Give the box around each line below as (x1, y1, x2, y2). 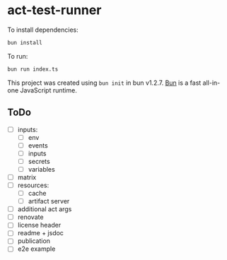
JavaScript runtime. (20, 85, 78, 94)
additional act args (17, 205, 72, 213)
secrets (28, 157, 51, 165)
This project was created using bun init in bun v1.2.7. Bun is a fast (7, 78, 202, 87)
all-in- (202, 78, 221, 87)
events (28, 141, 48, 150)
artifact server (28, 197, 70, 206)
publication (17, 237, 51, 245)
